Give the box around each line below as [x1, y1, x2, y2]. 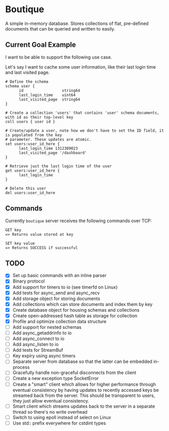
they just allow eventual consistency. [12, 397, 90, 404]
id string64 [18, 88, 80, 93]
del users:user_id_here [5, 190, 56, 195]
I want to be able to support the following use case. [5, 54, 112, 60]
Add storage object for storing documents [12, 295, 100, 301]
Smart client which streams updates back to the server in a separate [12, 403, 155, 409]
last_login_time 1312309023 [18, 146, 78, 151]
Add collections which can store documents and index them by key [12, 301, 153, 307]
